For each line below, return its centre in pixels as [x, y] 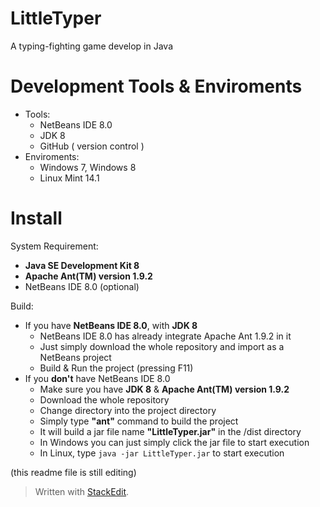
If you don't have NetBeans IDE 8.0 [97, 378]
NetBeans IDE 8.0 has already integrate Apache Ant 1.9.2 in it [165, 336]
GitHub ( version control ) [92, 146]
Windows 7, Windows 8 [88, 167]
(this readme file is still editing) [73, 472]
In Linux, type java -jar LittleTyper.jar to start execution [162, 453]
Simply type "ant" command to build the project [139, 421]
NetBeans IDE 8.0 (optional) [82, 286]
